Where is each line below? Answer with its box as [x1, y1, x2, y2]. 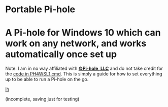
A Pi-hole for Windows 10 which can [5, 27, 161, 39]
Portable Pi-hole [5, 4, 75, 15]
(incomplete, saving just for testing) [5, 96, 80, 102]
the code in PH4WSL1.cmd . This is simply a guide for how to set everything [5, 71, 162, 77]
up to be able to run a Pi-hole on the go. [5, 76, 89, 83]
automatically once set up [5, 48, 117, 60]
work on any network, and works [5, 38, 147, 49]
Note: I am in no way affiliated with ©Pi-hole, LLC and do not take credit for [5, 65, 163, 72]
